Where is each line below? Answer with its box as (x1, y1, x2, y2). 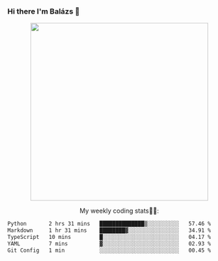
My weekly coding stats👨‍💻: (79, 206, 160, 215)
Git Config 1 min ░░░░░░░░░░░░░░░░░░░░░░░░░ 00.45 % (7, 247, 212, 254)
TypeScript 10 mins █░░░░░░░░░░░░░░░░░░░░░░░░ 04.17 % (7, 234, 212, 241)
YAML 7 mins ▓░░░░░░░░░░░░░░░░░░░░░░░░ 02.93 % (7, 240, 212, 247)
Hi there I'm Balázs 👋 (7, 6, 80, 16)
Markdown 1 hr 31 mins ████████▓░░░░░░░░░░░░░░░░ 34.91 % (7, 227, 212, 234)
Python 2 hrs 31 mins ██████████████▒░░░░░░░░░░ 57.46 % (7, 220, 212, 228)
